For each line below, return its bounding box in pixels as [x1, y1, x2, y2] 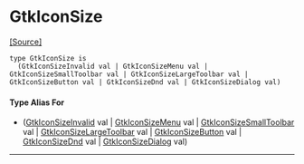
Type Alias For [9, 97, 65, 108]
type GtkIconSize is [9, 53, 88, 63]
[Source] [9, 36, 43, 47]
